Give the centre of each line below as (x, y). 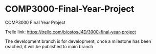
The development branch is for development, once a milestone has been (78, 41)
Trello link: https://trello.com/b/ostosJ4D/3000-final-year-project (70, 32)
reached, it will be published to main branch (49, 46)
